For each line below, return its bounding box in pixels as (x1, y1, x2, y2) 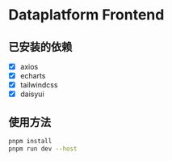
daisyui (19, 89, 44, 99)
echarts (19, 71, 46, 81)
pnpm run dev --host (8, 144, 78, 153)
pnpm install (8, 138, 52, 146)
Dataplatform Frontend (8, 6, 165, 24)
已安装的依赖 (8, 40, 73, 53)
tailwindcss (19, 80, 58, 90)
